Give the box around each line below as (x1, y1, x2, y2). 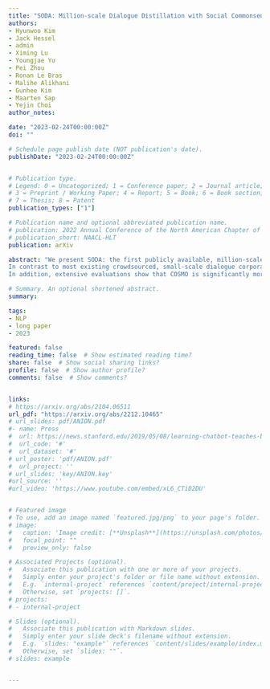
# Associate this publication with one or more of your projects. (8, 565, 243, 574)
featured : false (8, 344, 63, 352)
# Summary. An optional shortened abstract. (8, 285, 160, 293)
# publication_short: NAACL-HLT (8, 234, 117, 242)
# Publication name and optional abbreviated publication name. (8, 218, 228, 226)
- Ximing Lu (8, 49, 48, 57)
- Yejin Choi (8, 101, 52, 109)
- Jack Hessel (8, 34, 56, 43)
